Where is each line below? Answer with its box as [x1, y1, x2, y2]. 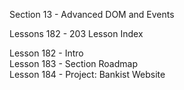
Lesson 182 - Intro [9, 47, 84, 59]
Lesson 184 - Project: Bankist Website [9, 69, 166, 80]
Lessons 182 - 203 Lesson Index [9, 28, 144, 39]
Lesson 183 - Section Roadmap [9, 58, 138, 69]
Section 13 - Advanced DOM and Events [9, 9, 175, 20]
